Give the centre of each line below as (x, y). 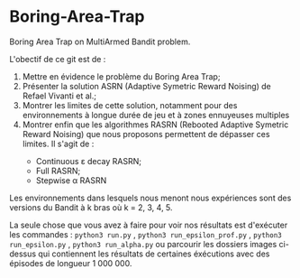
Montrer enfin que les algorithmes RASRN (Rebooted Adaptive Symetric (155, 125)
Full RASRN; (58, 171)
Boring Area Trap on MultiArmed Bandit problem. (100, 42)
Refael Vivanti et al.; (59, 96)
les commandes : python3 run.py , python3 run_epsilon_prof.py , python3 (145, 234)
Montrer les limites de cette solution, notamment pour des (130, 105)
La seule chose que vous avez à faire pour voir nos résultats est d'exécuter (149, 225)
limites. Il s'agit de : (58, 144)
